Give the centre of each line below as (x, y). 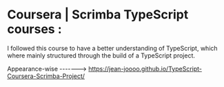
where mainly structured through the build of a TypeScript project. (101, 55)
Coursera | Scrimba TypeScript (98, 15)
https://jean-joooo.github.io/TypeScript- (145, 69)
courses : (34, 29)
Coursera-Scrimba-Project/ (46, 76)
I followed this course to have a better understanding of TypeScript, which (113, 48)
